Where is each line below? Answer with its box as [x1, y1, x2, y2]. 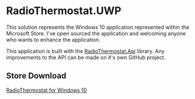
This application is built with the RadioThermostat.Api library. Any [6, 47, 165, 54]
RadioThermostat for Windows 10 [6, 87, 87, 94]
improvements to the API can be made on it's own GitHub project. [6, 54, 165, 61]
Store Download [6, 71, 67, 81]
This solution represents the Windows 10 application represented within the [6, 24, 190, 31]
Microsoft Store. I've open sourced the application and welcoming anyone [6, 29, 186, 37]
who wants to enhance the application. [6, 36, 100, 43]
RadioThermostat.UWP [6, 4, 122, 18]
